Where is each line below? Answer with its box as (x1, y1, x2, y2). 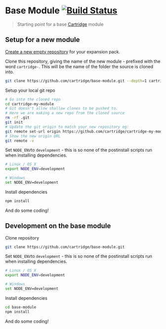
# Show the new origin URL (5, 133, 61, 138)
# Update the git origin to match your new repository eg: (5, 124, 129, 129)
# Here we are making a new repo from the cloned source (5, 111, 125, 116)
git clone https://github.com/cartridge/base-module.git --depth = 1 (5, 78, 147, 83)
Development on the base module (5, 222, 111, 230)
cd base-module (5, 304, 37, 310)
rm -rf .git (5, 115, 30, 121)
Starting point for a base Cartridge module (17, 21, 104, 27)
